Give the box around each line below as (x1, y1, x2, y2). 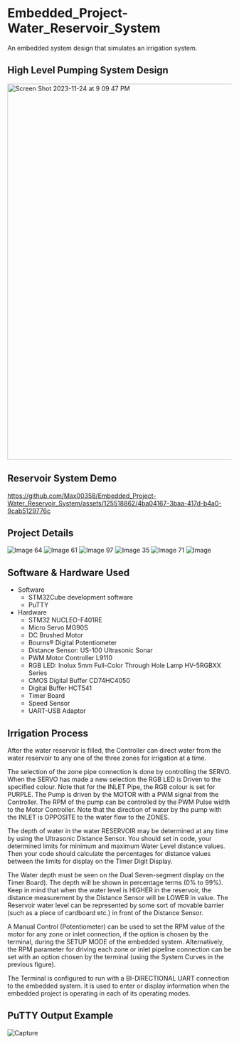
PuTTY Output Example (7, 1010, 114, 1022)
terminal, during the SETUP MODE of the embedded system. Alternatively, (7, 938, 225, 946)
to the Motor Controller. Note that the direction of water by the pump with (7, 805, 222, 813)
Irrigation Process (7, 727, 89, 739)
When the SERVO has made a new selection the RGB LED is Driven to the (7, 775, 221, 783)
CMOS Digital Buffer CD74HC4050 (28, 677, 130, 685)
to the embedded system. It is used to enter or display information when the (7, 981, 230, 990)
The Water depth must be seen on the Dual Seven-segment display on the (7, 871, 225, 879)
